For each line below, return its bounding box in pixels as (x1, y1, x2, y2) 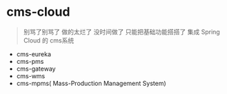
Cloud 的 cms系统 (23, 36, 75, 45)
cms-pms (16, 57, 44, 65)
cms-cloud (6, 4, 70, 20)
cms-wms (16, 71, 46, 80)
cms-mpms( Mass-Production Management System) (16, 79, 166, 87)
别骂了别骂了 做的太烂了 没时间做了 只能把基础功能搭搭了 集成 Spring (23, 27, 220, 36)
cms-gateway (16, 64, 56, 73)
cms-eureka (16, 49, 52, 58)
